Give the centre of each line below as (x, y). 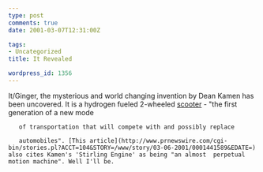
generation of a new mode (51, 112)
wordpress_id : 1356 (40, 73)
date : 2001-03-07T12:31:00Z (54, 30)
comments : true (33, 23)
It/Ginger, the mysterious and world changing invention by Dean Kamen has (131, 95)
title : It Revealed (40, 59)
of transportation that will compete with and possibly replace (127, 127)
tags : (17, 44)
